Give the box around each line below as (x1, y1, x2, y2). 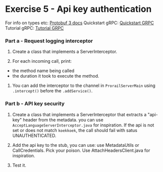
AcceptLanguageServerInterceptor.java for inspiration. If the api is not (12, 122, 155, 128)
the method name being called (12, 68, 75, 74)
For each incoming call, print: (12, 58, 72, 64)
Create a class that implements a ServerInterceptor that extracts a (12, 111, 147, 117)
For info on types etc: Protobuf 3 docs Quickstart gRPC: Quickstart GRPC (5, 20, 154, 26)
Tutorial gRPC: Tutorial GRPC (5, 25, 64, 31)
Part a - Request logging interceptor (5, 37, 93, 44)
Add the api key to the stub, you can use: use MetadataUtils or (12, 142, 139, 148)
